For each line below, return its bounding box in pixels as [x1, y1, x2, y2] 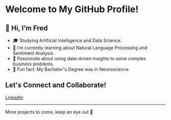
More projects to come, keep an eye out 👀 [5, 109, 93, 115]
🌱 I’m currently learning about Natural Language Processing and [12, 45, 148, 51]
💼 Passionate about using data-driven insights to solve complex [12, 56, 147, 61]
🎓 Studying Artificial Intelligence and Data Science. [12, 37, 122, 44]
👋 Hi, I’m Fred [5, 24, 48, 32]
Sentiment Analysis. [12, 50, 54, 56]
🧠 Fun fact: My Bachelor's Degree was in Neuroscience [12, 66, 129, 72]
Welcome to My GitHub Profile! [5, 4, 139, 15]
